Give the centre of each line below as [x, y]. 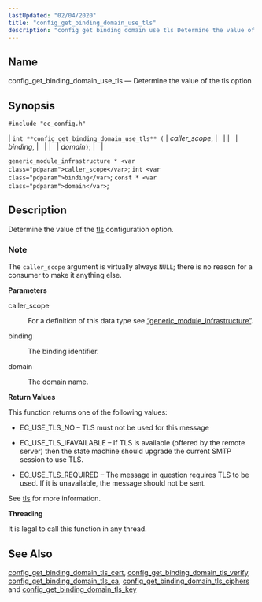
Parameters [28, 290]
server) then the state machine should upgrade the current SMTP [125, 451]
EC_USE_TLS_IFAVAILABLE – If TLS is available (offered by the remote [132, 443]
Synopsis [31, 106]
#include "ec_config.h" [47, 124]
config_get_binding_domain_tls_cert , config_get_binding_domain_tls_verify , [129, 572]
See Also [30, 554]
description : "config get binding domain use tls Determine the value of [132, 30]
